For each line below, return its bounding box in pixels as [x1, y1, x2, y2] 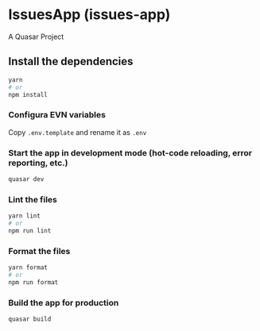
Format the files [8, 245, 71, 256]
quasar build [8, 315, 52, 323]
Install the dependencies [8, 55, 134, 68]
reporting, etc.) [8, 157, 68, 168]
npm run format [8, 278, 59, 287]
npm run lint [8, 226, 52, 235]
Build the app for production [8, 297, 119, 308]
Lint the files [8, 194, 57, 205]
